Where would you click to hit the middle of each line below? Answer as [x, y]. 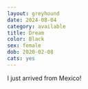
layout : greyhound [33, 13]
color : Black [26, 39]
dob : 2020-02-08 [30, 52]
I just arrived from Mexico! [44, 78]
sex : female [24, 46]
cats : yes [21, 59]
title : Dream [26, 33]
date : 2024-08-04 [32, 20]
